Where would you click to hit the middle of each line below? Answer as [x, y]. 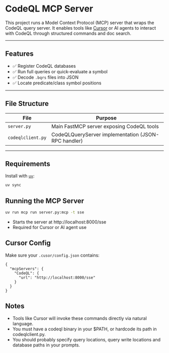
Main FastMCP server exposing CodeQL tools [105, 126]
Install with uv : [20, 176]
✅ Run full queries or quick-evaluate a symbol [60, 71]
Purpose [106, 117]
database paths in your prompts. [46, 345]
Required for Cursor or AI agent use [50, 227]
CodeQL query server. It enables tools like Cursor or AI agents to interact [80, 28]
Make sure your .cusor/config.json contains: [52, 255]
